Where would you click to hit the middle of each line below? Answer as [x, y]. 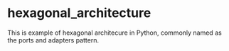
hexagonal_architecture [79, 13]
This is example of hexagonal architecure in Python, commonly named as [114, 33]
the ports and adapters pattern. [53, 40]
